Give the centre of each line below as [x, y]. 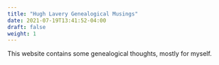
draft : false [27, 27]
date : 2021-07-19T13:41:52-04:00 [57, 20]
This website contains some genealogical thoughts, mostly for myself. [109, 54]
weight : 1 [22, 34]
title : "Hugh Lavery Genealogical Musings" [73, 14]
